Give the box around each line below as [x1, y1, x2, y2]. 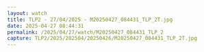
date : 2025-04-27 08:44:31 [7, 22, 84, 29]
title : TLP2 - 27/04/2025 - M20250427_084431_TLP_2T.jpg [7, 16, 173, 23]
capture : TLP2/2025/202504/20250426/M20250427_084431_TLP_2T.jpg [7, 35, 197, 42]
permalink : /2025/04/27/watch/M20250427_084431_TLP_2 [7, 28, 164, 36]
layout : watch [7, 9, 48, 17]
